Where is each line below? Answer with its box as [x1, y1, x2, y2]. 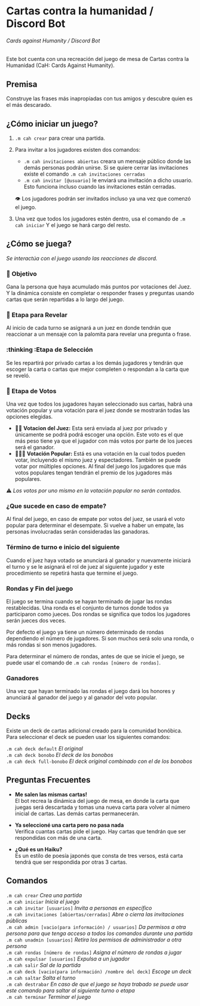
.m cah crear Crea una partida [6, 891, 82, 898]
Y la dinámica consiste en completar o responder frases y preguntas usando [6, 290, 195, 297]
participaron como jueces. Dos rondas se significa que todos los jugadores [6, 611, 191, 618]
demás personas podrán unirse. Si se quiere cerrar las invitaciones [23, 164, 189, 171]
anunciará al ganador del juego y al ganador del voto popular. [6, 694, 157, 701]
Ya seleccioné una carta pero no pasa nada [14, 821, 124, 829]
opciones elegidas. [6, 413, 53, 421]
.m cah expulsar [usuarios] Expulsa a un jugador [6, 955, 130, 962]
